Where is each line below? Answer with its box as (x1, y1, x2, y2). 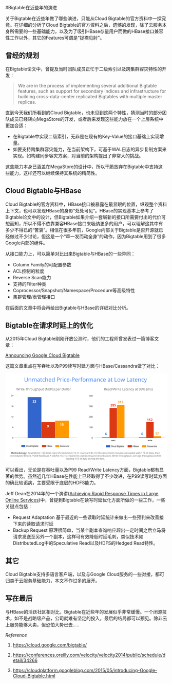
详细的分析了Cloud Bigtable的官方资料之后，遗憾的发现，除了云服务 (18, 22, 163, 28)
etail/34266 (12, 657, 37, 663)
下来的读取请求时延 (12, 521, 54, 527)
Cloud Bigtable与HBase (5, 187, 82, 195)
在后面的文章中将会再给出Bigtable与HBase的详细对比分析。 (5, 304, 131, 311)
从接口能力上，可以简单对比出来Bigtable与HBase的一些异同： (5, 250, 136, 257)
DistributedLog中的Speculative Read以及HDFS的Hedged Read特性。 (12, 540, 158, 546)
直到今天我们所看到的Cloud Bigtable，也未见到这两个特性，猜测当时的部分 (5, 110, 163, 116)
